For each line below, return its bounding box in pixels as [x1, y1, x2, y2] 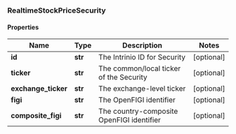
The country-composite [98, 107, 178, 117]
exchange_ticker [11, 84, 68, 94]
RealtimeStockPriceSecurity [7, 6, 107, 15]
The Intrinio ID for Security [98, 52, 186, 62]
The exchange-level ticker [98, 84, 186, 94]
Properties [7, 23, 39, 31]
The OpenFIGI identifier [98, 95, 176, 105]
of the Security [98, 73, 147, 82]
